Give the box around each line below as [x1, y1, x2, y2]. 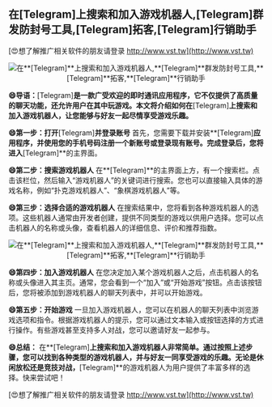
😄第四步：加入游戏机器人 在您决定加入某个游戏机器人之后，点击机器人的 [8, 267, 253, 277]
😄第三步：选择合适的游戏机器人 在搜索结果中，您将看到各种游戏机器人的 [8, 202, 253, 212]
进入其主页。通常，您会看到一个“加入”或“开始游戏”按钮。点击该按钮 [36, 278, 262, 287]
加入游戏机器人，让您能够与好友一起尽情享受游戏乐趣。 [8, 110, 193, 120]
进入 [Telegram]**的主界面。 [8, 148, 102, 158]
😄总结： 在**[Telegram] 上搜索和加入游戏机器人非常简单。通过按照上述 [8, 342, 246, 352]
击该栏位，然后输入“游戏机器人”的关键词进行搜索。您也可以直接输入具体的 [8, 175, 257, 184]
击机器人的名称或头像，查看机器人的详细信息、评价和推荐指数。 [8, 223, 221, 232]
